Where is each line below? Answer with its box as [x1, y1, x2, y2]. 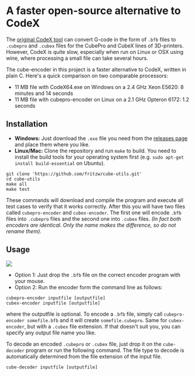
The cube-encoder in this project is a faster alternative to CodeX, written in [6, 66, 187, 73]
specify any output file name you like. [6, 329, 96, 336]
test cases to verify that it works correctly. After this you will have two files [6, 203, 186, 210]
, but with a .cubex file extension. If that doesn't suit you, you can [24, 323, 181, 330]
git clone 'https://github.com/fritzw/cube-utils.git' [6, 171, 142, 177]
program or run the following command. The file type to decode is [26, 347, 184, 354]
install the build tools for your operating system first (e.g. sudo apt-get [14, 153, 184, 160]
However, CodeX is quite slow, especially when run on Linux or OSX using [6, 48, 184, 55]
